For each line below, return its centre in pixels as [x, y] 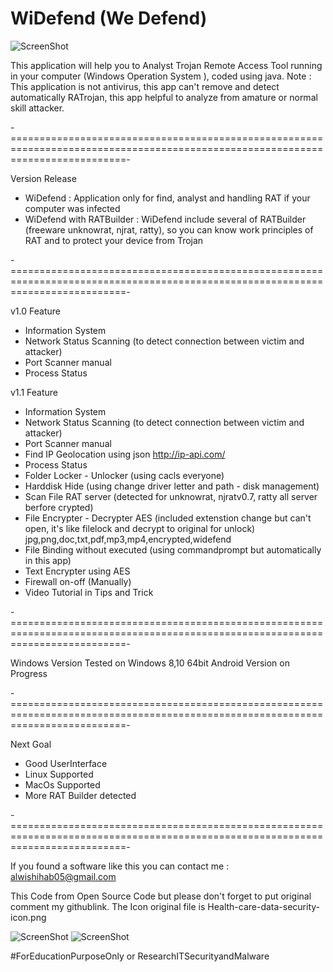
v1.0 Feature [35, 311]
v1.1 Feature [34, 392]
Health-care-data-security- [264, 906]
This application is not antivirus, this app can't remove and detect [145, 86]
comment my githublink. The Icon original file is [108, 906]
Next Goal [31, 744]
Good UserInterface [66, 763]
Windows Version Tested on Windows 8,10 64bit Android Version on [150, 663]
